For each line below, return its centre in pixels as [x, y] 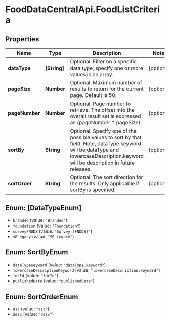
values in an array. [92, 74]
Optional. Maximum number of [106, 83]
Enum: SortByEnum [37, 252]
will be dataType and [95, 150]
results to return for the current [107, 89]
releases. [81, 169]
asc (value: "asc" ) [31, 309]
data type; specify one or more [107, 68]
